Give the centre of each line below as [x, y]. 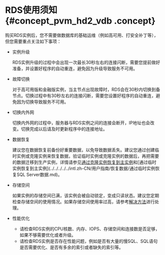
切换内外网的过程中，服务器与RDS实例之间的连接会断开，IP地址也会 [81, 123]
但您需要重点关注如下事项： [33, 41]
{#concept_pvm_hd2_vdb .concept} [81, 21]
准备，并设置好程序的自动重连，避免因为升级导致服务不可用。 [75, 68]
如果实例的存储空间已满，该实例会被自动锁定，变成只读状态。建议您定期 [85, 195]
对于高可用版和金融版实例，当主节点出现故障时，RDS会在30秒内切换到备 [86, 89]
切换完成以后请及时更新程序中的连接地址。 [64, 129]
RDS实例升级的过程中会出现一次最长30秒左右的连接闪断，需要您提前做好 [86, 62]
